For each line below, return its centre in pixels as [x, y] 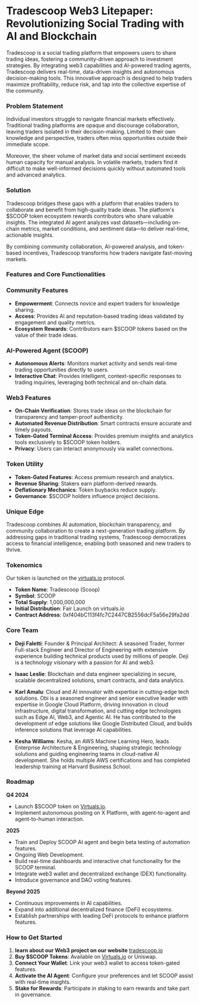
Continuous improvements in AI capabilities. [69, 903]
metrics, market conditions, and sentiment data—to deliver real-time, [105, 229]
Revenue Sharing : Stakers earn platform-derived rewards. [86, 483]
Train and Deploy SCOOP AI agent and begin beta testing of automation [102, 842]
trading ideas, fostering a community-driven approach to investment [90, 59]
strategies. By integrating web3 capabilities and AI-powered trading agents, [99, 65]
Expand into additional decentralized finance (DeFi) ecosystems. [94, 909]
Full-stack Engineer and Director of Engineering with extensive [91, 649]
